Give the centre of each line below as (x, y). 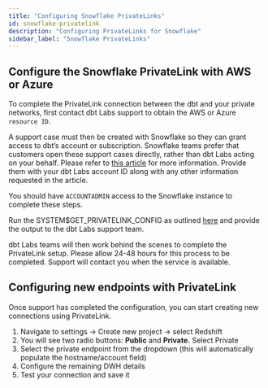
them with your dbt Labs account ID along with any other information (123, 172)
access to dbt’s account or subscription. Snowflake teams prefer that (124, 146)
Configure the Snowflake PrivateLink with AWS (130, 71)
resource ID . (30, 121)
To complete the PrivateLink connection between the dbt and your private (132, 104)
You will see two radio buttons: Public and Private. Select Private (129, 340)
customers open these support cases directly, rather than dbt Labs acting (132, 155)
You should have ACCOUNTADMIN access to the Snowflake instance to (121, 196)
